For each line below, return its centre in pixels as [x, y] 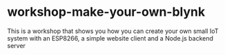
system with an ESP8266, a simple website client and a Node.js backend [110, 38]
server [17, 45]
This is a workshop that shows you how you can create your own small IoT [113, 31]
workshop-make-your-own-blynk [106, 12]
